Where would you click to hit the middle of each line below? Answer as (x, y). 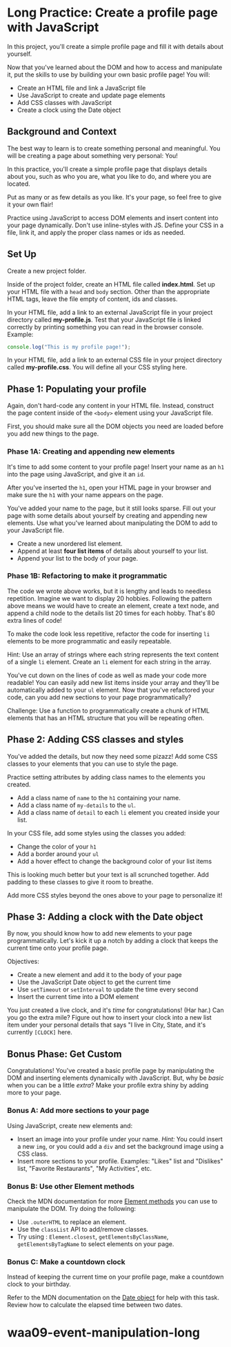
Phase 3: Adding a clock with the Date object (105, 917)
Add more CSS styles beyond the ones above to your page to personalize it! (115, 895)
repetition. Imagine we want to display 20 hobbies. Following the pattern (110, 598)
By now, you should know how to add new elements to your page (100, 933)
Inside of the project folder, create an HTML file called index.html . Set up (111, 284)
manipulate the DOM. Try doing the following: (72, 1208)
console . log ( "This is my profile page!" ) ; (69, 347)
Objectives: (23, 962)
